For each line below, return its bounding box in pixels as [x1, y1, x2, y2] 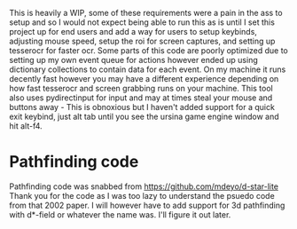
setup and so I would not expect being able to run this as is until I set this [9, 17, 275, 28]
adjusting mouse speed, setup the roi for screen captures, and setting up [9, 36, 276, 46]
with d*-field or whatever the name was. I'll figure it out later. [9, 209, 231, 220]
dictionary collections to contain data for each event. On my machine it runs [9, 64, 286, 75]
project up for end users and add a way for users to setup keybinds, [9, 27, 257, 36]
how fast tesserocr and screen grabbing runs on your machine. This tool [9, 83, 273, 93]
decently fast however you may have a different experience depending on [9, 74, 279, 83]
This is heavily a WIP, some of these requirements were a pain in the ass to [9, 8, 283, 18]
